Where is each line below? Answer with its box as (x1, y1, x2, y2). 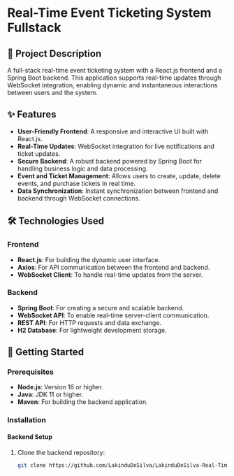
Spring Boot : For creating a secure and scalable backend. (17, 303, 184, 312)
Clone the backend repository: (17, 448, 105, 456)
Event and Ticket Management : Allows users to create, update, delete (17, 171, 221, 180)
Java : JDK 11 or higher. (17, 390, 84, 399)
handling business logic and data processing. (17, 164, 148, 173)
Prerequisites (7, 367, 54, 377)
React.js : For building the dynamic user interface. (17, 255, 161, 264)
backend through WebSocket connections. (17, 194, 141, 202)
